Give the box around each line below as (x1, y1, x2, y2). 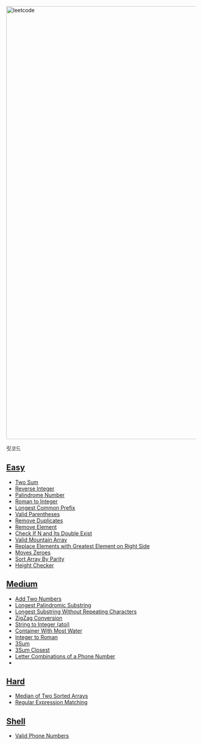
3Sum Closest (14, 646, 50, 654)
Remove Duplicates (14, 517, 63, 524)
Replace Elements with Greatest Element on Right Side (14, 542, 150, 549)
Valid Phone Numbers (14, 732, 69, 740)
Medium (6, 579, 38, 589)
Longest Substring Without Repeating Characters (14, 608, 137, 615)
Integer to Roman (14, 633, 58, 640)
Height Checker (14, 561, 54, 569)
